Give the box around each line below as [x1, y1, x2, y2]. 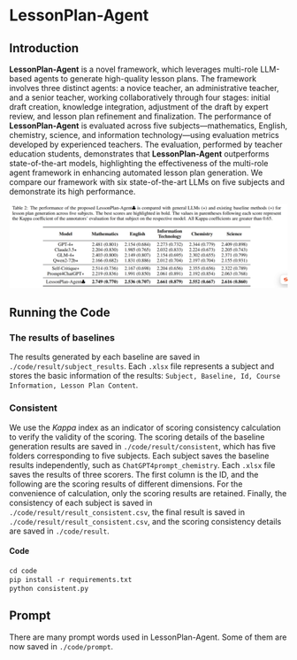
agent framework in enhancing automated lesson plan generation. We [9, 167, 263, 178]
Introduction [9, 41, 80, 56]
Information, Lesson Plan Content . [9, 380, 139, 390]
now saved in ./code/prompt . [9, 641, 113, 651]
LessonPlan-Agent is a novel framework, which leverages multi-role [9, 64, 259, 74]
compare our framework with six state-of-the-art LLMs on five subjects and [9, 177, 286, 187]
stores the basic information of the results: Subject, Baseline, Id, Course [9, 371, 281, 381]
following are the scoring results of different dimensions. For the [9, 479, 243, 489]
